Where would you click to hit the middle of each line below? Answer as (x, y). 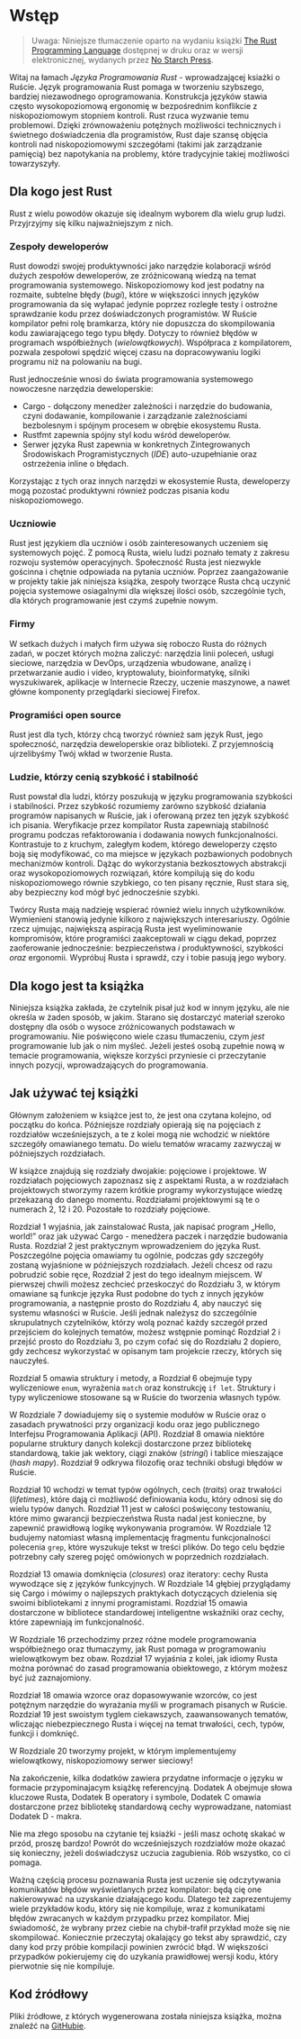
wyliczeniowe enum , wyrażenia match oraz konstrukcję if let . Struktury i (142, 1388)
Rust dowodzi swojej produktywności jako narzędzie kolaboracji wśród (140, 266)
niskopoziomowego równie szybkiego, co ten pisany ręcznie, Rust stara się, (149, 883)
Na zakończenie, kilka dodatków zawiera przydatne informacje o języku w (146, 1778)
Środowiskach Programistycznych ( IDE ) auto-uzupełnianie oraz (140, 454)
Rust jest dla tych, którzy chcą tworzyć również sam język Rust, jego (136, 734)
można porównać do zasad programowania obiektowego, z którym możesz (149, 1668)
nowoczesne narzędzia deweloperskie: (82, 389)
